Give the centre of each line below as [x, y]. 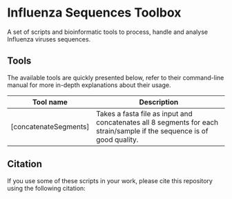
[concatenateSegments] [50, 126]
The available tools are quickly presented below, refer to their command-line [116, 77]
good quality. [117, 140]
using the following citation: [47, 188]
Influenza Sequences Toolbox [94, 13]
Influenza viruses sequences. [49, 39]
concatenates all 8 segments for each [157, 122]
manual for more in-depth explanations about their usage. [89, 85]
